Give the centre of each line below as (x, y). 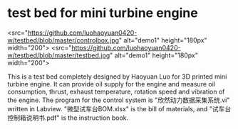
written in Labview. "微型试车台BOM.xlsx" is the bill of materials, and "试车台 (119, 108)
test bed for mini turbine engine (103, 13)
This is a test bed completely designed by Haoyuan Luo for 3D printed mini (117, 77)
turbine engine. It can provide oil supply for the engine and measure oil (112, 84)
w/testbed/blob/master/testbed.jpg (59, 55)
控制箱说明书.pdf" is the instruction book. (68, 118)
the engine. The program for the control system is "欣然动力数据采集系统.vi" (119, 100)
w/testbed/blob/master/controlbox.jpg (63, 40)
